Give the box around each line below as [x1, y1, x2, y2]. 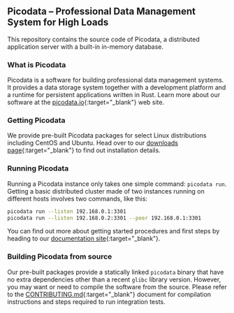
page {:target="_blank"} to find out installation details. [7, 146, 161, 154]
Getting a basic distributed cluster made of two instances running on [7, 187, 205, 195]
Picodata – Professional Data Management [7, 6, 196, 17]
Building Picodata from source [7, 252, 112, 261]
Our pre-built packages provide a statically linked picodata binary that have [7, 268, 224, 276]
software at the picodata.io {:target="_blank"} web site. [7, 98, 165, 107]
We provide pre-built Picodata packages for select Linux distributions [7, 131, 207, 140]
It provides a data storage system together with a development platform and [7, 83, 226, 92]
